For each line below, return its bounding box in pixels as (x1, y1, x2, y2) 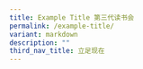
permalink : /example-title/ (9, 22, 115, 30)
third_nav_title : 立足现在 (9, 47, 105, 56)
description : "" (9, 38, 70, 47)
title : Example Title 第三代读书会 (9, 13, 135, 22)
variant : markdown (9, 30, 78, 39)
